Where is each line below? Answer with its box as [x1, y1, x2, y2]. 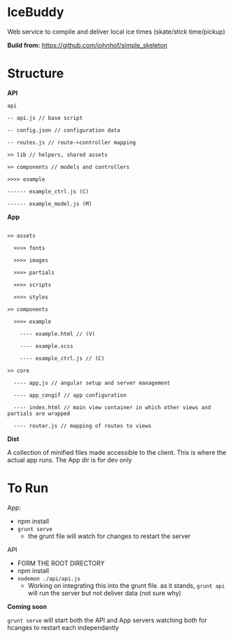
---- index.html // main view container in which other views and [13, 404, 211, 411]
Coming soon [7, 602, 48, 610]
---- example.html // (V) [20, 330, 96, 337]
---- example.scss [20, 343, 73, 350]
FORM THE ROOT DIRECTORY [17, 558, 105, 568]
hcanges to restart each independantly [7, 623, 119, 631]
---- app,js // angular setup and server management [13, 379, 171, 386]
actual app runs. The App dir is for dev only [7, 455, 132, 464]
